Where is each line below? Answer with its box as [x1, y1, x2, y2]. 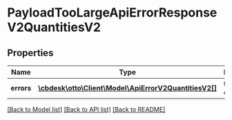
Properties [7, 47, 54, 59]
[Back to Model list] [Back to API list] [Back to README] [7, 106, 166, 113]
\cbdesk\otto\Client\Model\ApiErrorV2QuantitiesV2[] [37, 83, 217, 92]
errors [10, 83, 32, 92]
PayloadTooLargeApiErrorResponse [7, 5, 217, 21]
